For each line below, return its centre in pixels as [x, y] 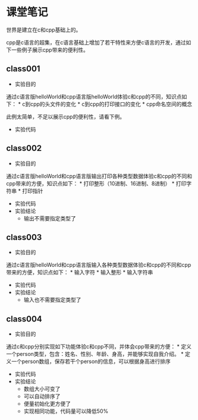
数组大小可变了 [42, 389]
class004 [24, 319]
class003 [24, 237]
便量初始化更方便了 [47, 404]
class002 [24, 148]
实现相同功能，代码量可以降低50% [66, 411]
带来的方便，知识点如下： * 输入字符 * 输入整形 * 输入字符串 [80, 272]
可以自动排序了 [42, 396]
